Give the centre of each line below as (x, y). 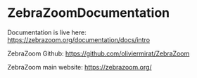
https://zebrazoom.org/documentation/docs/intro (78, 39)
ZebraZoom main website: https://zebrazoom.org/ (80, 67)
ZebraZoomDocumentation (89, 13)
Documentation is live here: (47, 32)
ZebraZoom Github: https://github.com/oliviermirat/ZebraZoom (99, 53)
